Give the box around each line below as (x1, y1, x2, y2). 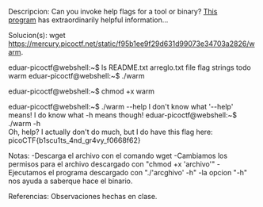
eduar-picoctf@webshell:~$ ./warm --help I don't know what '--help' (8, 102, 234, 111)
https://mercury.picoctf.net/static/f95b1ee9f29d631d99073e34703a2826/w (8, 39, 255, 48)
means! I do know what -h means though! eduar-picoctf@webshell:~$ (8, 110, 238, 120)
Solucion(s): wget (8, 31, 66, 40)
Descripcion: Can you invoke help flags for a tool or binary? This (8, 7, 218, 16)
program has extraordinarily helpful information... (8, 15, 169, 25)
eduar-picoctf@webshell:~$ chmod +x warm (8, 86, 155, 96)
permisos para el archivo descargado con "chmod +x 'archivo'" (8, 159, 215, 169)
